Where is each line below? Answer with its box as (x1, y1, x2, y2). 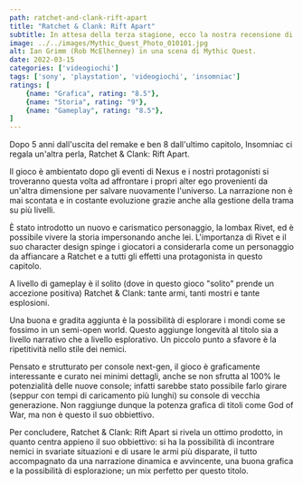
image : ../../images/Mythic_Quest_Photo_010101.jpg (9, 38, 208, 48)
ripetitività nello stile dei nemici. (9, 344, 128, 355)
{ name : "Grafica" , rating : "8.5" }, (25, 89, 160, 98)
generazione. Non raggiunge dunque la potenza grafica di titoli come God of (9, 400, 294, 411)
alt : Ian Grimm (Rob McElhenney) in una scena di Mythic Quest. (9, 47, 257, 56)
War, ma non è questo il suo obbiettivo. (9, 409, 155, 421)
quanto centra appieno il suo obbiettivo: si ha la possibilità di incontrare (9, 436, 275, 448)
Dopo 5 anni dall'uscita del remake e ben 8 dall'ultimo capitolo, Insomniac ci (9, 139, 293, 150)
